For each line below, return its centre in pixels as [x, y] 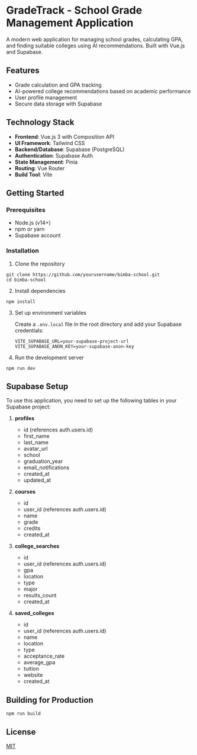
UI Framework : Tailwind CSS [50, 143]
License [21, 732]
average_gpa [39, 663]
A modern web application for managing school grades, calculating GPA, [95, 39]
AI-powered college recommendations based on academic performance [103, 91]
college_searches [37, 546]
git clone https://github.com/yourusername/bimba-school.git [83, 274]
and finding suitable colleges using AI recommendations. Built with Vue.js [96, 46]
